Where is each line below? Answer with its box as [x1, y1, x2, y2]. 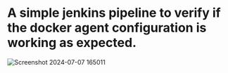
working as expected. [7, 35, 137, 51]
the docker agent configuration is [7, 20, 207, 36]
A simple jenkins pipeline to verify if [7, 5, 221, 21]
